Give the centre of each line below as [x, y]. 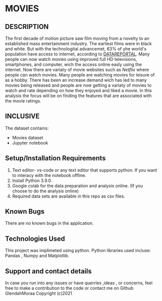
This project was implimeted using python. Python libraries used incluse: [78, 251]
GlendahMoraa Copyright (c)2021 [39, 293]
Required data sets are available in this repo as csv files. [69, 196]
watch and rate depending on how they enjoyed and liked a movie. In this [79, 90]
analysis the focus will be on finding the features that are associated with [79, 96]
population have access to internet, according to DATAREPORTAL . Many [77, 54]
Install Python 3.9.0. [32, 180]
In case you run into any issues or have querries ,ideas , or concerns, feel [79, 283]
